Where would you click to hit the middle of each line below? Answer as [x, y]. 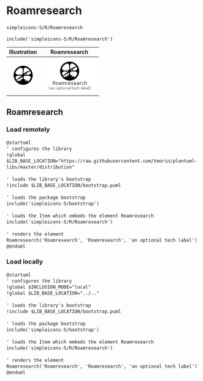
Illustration [23, 52]
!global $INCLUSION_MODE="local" [49, 287]
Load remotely [28, 129]
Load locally [25, 262]
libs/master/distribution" [41, 167]
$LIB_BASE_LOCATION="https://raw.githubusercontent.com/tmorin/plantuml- [102, 161]
